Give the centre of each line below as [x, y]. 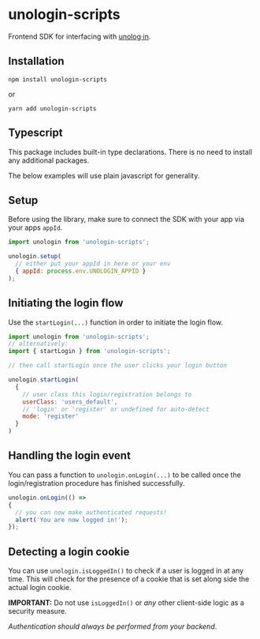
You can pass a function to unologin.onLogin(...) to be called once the [125, 475]
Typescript [35, 133]
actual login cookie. [40, 588]
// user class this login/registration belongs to [107, 394]
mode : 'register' [51, 416]
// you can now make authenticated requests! [91, 512]
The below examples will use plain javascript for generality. [104, 175]
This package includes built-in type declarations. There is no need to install [130, 152]
